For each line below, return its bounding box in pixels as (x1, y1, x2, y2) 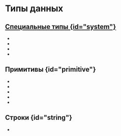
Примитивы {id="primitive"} (5, 65, 97, 74)
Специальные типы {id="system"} (5, 23, 116, 31)
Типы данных (5, 3, 64, 14)
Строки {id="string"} (5, 113, 73, 122)
